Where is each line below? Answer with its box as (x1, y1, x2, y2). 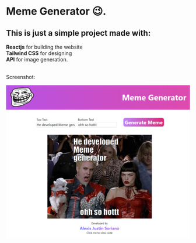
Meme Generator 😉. (6, 5, 107, 18)
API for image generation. (6, 56, 68, 63)
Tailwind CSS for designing (6, 50, 72, 57)
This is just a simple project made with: (6, 28, 151, 38)
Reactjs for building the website (6, 43, 83, 50)
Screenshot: (6, 74, 36, 80)
